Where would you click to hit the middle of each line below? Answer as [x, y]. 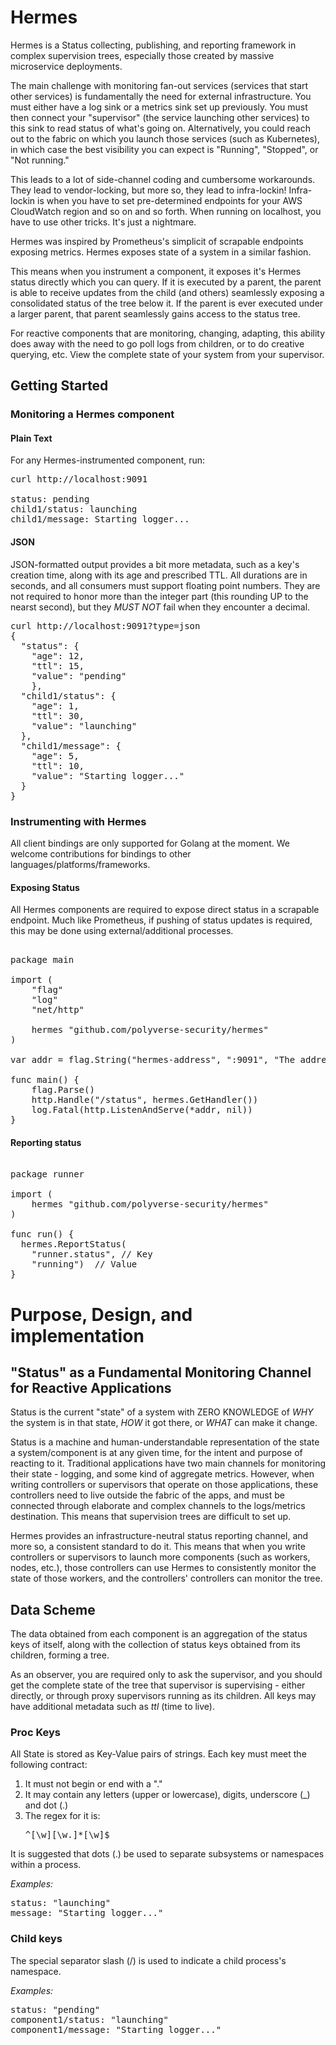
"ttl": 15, [58, 665]
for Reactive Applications [91, 1387]
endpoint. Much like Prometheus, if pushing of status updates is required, [161, 920]
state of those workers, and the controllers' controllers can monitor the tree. [166, 1578]
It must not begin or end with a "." [93, 1784]
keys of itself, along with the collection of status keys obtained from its [155, 1645]
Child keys [36, 1939]
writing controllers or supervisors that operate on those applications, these [164, 1485]
